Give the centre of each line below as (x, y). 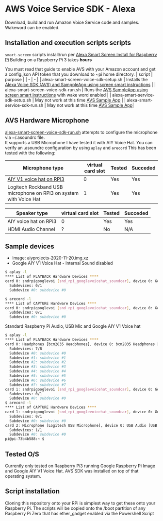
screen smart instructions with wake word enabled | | (58, 95)
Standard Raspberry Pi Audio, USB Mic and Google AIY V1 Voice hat (73, 326)
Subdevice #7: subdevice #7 (38, 385)
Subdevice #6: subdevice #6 (38, 380)
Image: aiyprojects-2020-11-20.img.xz (50, 258)
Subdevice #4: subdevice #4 (38, 371)
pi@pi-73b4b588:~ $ (25, 439)
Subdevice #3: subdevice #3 (38, 367)
